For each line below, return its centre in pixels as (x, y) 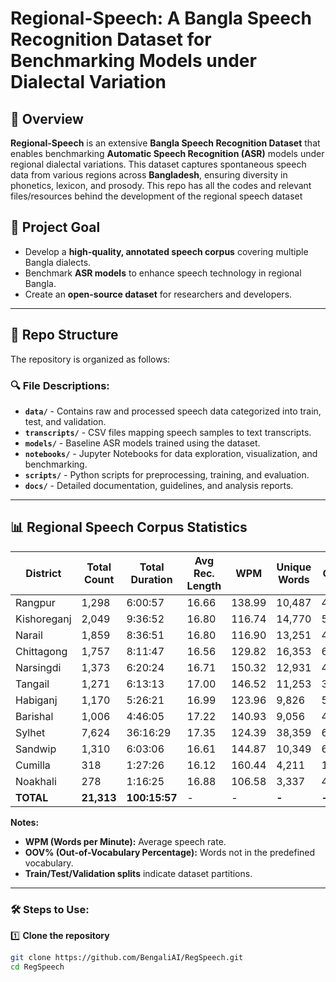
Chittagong (41, 651)
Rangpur (35, 602)
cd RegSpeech (37, 967)
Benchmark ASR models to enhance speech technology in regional (163, 273)
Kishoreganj (43, 619)
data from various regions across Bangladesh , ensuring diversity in (149, 175)
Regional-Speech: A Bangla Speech (161, 18)
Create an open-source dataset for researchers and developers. (158, 294)
